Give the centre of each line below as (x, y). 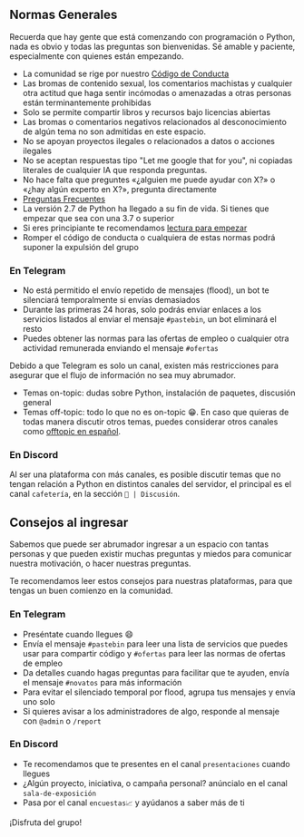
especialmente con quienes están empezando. (97, 56)
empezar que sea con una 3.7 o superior (98, 218)
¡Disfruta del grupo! (46, 822)
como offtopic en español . (71, 432)
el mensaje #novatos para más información (102, 682)
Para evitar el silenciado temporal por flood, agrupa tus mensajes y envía (159, 692)
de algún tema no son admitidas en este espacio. (114, 131)
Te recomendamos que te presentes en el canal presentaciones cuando (156, 764)
